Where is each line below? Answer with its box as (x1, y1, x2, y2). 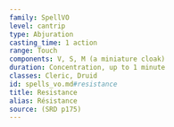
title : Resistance (9, 88, 78, 97)
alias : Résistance (9, 96, 78, 106)
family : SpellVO (9, 13, 70, 22)
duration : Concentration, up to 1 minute (9, 63, 166, 72)
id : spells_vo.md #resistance (9, 80, 118, 89)
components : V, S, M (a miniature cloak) (9, 55, 166, 63)
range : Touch (9, 47, 58, 55)
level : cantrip (9, 21, 66, 30)
